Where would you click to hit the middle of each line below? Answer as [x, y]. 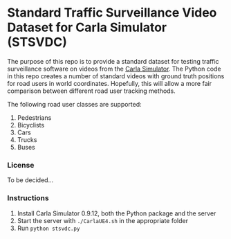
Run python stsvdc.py [48, 228]
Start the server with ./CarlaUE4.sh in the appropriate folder [103, 220]
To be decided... [30, 180]
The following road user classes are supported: [74, 104]
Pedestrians [34, 117]
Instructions [28, 198]
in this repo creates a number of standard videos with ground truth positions [116, 76]
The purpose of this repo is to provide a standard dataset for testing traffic [113, 61]
